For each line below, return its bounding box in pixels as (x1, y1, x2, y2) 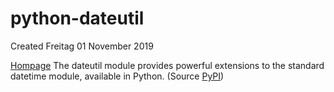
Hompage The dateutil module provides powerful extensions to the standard (10, 59, 325, 71)
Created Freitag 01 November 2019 (10, 40, 154, 52)
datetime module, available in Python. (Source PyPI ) (10, 70, 225, 82)
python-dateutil (10, 7, 145, 30)
